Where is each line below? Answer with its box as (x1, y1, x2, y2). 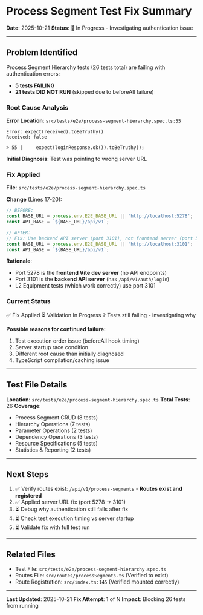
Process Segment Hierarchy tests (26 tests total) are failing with (6, 64, 166, 71)
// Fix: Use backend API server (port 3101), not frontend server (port (6, 235, 193, 242)
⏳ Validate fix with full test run (14, 524, 90, 531)
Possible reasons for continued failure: (6, 325, 106, 332)
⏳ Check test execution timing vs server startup (14, 515, 134, 522)
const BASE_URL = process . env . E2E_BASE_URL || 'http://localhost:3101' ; (6, 241, 193, 247)
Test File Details (6, 380, 68, 390)
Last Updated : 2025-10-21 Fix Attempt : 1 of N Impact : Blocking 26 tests (6, 596, 186, 603)
